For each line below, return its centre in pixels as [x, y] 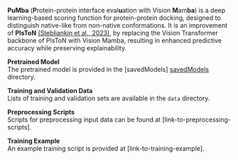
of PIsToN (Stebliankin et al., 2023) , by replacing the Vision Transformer [113, 33]
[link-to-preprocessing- [197, 119]
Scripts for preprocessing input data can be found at [84, 119]
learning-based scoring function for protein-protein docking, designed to [114, 18]
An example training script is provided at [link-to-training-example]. [106, 148]
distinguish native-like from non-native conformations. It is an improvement [118, 25]
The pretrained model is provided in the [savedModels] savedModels [108, 69]
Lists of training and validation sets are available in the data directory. [109, 98]
